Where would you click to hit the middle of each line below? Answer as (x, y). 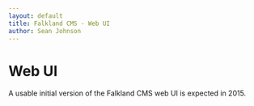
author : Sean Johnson (45, 31)
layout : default (36, 16)
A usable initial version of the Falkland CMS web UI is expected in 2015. (127, 93)
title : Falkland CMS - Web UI (59, 23)
